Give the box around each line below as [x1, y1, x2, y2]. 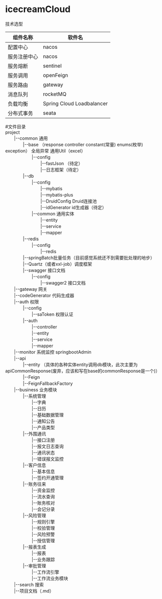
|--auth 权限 [14, 298, 39, 305]
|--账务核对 [31, 499, 55, 506]
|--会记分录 [31, 506, 55, 512]
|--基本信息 [31, 468, 55, 474]
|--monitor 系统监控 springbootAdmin [14, 349, 92, 355]
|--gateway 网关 [14, 286, 48, 292]
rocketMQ [43, 91, 67, 98]
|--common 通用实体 [31, 210, 74, 217]
